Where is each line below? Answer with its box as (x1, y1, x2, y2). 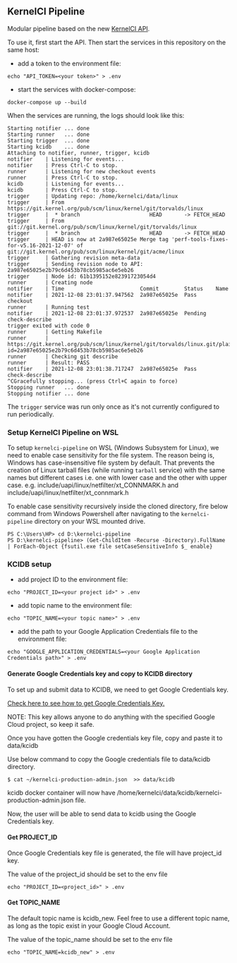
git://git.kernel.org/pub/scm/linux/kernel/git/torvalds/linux (7, 223, 197, 231)
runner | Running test (7, 303, 90, 311)
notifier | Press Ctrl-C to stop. (7, 161, 119, 168)
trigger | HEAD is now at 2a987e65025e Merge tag (7, 235, 169, 243)
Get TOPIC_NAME (7, 898, 61, 907)
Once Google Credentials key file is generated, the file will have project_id (7, 849, 222, 857)
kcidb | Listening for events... (7, 180, 125, 188)
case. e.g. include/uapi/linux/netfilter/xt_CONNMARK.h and (7, 481, 178, 489)
